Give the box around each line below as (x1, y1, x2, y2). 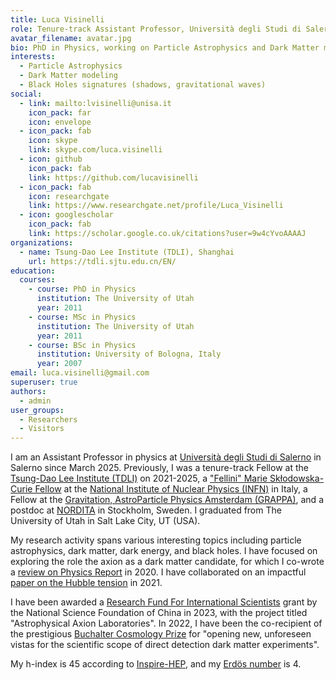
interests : (10, 52, 56, 62)
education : (10, 266, 56, 276)
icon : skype (28, 136, 78, 146)
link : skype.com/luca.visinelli (28, 145, 163, 155)
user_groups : (10, 405, 65, 415)
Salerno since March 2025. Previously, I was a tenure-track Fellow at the (10, 462, 309, 474)
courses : (19, 275, 56, 285)
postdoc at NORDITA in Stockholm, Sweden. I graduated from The (10, 504, 282, 516)
